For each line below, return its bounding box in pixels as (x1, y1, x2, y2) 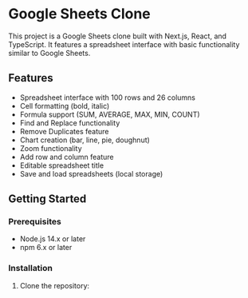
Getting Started (8, 193, 87, 206)
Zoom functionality (19, 143, 82, 153)
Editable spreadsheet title (19, 161, 104, 170)
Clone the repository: (19, 280, 90, 290)
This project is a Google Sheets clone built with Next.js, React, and (8, 31, 227, 41)
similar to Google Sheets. (8, 48, 91, 58)
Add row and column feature (19, 152, 114, 161)
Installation (8, 263, 53, 274)
